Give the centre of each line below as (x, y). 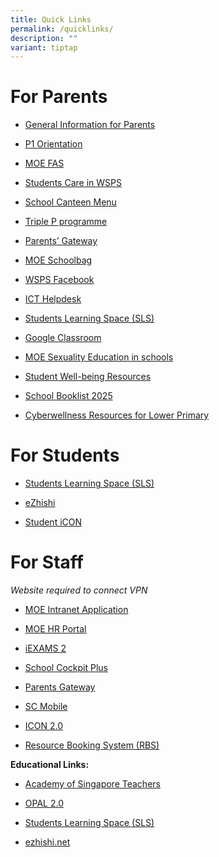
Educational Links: (50, 765)
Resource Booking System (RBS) (92, 745)
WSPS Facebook (59, 280)
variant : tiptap (44, 47)
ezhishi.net (47, 842)
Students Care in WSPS (73, 183)
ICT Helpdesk (53, 299)
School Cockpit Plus (66, 668)
